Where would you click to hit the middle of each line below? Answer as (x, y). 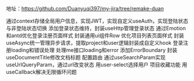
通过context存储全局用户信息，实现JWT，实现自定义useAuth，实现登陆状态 (97, 21)
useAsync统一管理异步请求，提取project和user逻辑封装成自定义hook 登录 (95, 43)
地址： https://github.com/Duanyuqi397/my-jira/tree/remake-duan (85, 8)
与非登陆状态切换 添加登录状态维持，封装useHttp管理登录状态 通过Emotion (96, 28)
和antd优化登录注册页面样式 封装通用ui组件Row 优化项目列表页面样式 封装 (95, 36)
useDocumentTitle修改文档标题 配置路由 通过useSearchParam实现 (86, 57)
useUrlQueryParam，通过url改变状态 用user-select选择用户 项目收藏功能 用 (97, 65)
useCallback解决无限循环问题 (41, 72)
